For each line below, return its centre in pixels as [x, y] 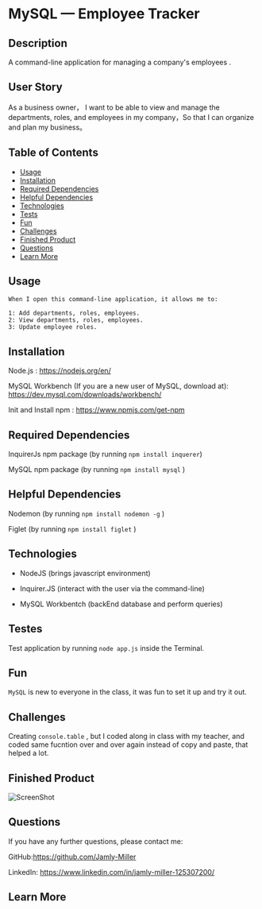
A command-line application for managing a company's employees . [120, 62]
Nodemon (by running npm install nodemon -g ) [87, 513]
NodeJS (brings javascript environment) [85, 573]
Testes [25, 629]
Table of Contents [54, 153]
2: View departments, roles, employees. [76, 320]
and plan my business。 [48, 127]
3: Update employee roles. [53, 327]
